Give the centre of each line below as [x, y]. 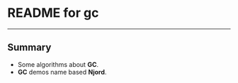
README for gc [53, 13]
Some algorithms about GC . [58, 64]
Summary [29, 47]
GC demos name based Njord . [62, 72]
